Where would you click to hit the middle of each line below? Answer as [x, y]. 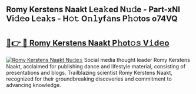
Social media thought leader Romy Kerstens [137, 60]
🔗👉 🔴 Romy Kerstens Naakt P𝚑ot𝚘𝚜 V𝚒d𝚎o [88, 43]
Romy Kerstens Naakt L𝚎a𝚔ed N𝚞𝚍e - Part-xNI [93, 10]
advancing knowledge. [34, 85]
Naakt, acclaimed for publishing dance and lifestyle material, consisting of [96, 66]
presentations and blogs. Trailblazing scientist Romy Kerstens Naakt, [89, 73]
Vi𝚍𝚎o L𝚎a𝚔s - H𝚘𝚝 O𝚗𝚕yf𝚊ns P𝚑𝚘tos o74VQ [92, 19]
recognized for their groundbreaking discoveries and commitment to [89, 79]
